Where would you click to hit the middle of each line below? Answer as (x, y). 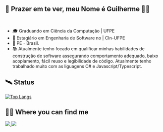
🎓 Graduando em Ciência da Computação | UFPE (63, 31)
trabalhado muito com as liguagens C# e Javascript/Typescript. (77, 66)
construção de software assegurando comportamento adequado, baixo (85, 56)
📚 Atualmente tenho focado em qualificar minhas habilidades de (78, 49)
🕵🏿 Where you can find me (47, 112)
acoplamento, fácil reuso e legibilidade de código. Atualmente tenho (82, 61)
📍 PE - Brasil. (26, 43)
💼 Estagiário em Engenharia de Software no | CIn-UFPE (69, 38)
